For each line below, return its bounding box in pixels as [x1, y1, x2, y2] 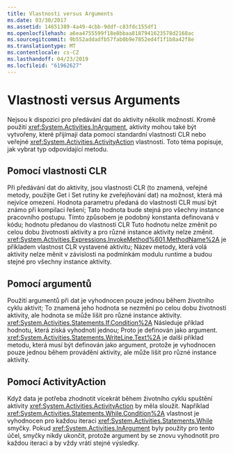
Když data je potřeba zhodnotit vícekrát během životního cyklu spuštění [7, 395, 213, 402]
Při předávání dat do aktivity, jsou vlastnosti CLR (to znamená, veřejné [7, 183, 208, 192]
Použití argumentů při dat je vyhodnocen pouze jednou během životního [7, 296, 214, 305]
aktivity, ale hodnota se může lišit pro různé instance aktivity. [7, 311, 182, 319]
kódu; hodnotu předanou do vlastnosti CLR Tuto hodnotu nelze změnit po [7, 220, 218, 229]
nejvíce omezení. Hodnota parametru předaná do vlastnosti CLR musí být [7, 198, 217, 206]
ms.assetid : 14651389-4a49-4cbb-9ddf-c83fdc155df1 [7, 23, 157, 30]
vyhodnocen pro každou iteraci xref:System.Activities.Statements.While [7, 416, 214, 425]
